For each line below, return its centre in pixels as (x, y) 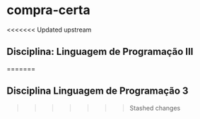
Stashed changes (155, 108)
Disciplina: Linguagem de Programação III (100, 52)
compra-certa (48, 10)
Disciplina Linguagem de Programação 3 (98, 91)
